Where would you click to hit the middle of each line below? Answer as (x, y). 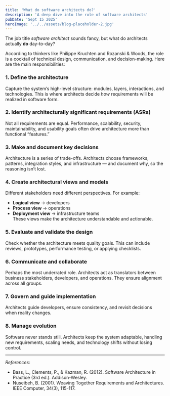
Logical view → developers (41, 203)
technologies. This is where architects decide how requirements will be (79, 94)
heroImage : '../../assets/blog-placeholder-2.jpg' (60, 24)
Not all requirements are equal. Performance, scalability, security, (73, 123)
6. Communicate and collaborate (46, 261)
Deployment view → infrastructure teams (56, 213)
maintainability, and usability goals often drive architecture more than (77, 128)
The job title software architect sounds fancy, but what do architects (76, 38)
